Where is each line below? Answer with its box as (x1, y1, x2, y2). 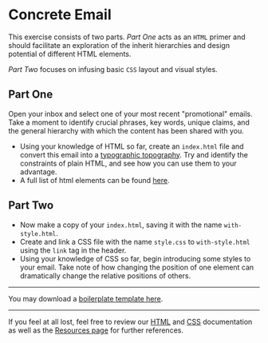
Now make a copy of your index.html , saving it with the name (19, 220, 223, 229)
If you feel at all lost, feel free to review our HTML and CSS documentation (8, 317, 253, 326)
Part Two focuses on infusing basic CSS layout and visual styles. (8, 64, 218, 74)
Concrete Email (8, 6, 112, 24)
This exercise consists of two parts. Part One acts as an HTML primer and (8, 32, 246, 42)
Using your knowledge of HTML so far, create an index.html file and (19, 142, 245, 151)
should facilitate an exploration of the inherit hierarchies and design (8, 40, 230, 50)
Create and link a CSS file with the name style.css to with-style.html (19, 237, 250, 246)
